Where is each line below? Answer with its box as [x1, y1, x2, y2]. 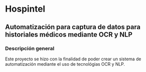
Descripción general [5, 45, 55, 52]
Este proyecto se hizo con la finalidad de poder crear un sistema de [5, 56, 141, 62]
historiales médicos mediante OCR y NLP [5, 30, 133, 38]
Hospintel [5, 3, 46, 15]
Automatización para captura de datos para [5, 23, 141, 31]
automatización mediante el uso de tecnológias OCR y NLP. [5, 61, 125, 67]
